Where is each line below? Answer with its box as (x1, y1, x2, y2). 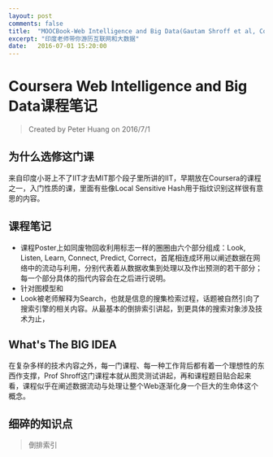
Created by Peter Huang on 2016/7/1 (28, 124, 150, 134)
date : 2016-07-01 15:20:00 (8, 42, 107, 50)
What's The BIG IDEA (8, 338, 118, 352)
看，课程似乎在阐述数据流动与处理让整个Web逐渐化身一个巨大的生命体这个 (8, 381, 258, 390)
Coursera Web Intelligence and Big (8, 77, 248, 96)
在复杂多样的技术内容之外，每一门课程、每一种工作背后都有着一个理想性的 (8, 360, 258, 370)
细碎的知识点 (8, 416, 73, 431)
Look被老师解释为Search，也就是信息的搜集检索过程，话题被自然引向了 (19, 294, 260, 303)
